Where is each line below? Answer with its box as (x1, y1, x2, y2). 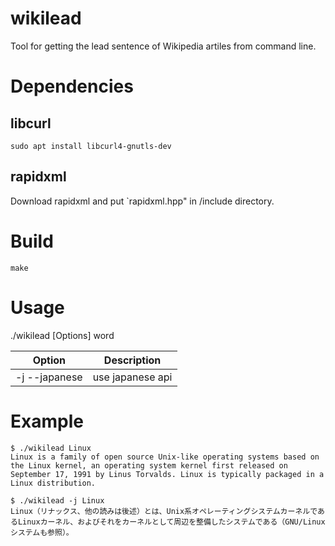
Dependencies (10, 75, 134, 98)
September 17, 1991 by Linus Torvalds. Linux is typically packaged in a (10, 469, 325, 479)
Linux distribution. (10, 478, 97, 488)
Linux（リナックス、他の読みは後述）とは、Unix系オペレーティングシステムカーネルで (10, 506, 318, 516)
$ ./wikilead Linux (10, 443, 92, 453)
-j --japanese (15, 370, 83, 384)
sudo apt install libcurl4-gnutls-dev (10, 141, 172, 151)
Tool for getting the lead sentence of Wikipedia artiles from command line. (10, 40, 317, 52)
